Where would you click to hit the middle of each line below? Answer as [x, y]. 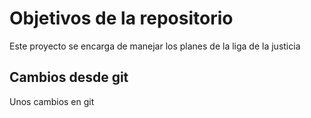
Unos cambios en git [52, 101]
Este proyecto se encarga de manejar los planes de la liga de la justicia [155, 46]
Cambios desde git [69, 77]
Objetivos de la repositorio [121, 18]
